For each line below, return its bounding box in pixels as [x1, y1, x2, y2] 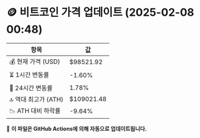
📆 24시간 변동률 [9, 84, 53, 92]
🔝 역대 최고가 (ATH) [9, 95, 64, 103]
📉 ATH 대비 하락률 [9, 107, 61, 115]
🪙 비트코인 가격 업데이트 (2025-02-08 [6, 5, 195, 19]
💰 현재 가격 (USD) [9, 57, 61, 65]
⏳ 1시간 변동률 [9, 70, 50, 79]
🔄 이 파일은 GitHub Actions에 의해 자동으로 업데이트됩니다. [6, 125, 147, 132]
